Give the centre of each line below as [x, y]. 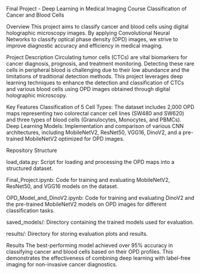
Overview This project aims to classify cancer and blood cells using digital [98, 27]
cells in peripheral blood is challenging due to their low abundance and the [98, 70]
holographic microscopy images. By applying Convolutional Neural [88, 33]
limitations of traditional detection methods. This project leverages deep [95, 76]
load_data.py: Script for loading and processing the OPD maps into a [90, 162]
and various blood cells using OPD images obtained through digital [88, 89]
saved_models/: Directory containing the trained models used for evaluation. [100, 222]
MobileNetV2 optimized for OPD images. [75, 139]
